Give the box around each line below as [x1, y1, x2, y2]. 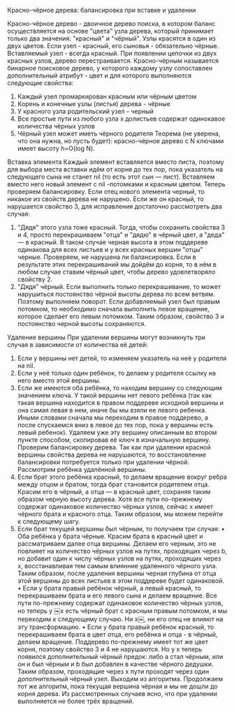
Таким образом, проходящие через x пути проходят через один [17, 667, 210, 676]
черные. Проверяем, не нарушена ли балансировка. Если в [17, 253, 197, 261]
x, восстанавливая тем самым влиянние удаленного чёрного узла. [17, 562, 218, 570]
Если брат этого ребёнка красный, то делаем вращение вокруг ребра [17, 473, 227, 481]
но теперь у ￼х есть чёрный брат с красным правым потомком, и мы [17, 607, 228, 615]
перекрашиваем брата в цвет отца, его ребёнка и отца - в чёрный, [17, 630, 218, 638]
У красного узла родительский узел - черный [17, 107, 154, 115]
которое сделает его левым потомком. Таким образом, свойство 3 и [17, 312, 225, 320]
